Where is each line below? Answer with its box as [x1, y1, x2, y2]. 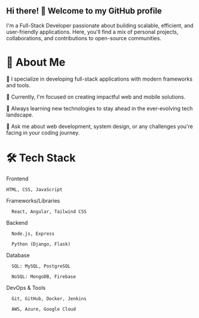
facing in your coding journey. [6, 129, 80, 136]
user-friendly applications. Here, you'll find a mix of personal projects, [6, 28, 179, 35]
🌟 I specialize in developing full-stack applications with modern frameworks [6, 75, 193, 82]
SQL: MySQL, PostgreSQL [11, 263, 71, 269]
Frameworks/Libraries [6, 197, 60, 204]
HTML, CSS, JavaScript [6, 186, 63, 192]
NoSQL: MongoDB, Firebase [11, 273, 76, 280]
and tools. [6, 81, 31, 88]
